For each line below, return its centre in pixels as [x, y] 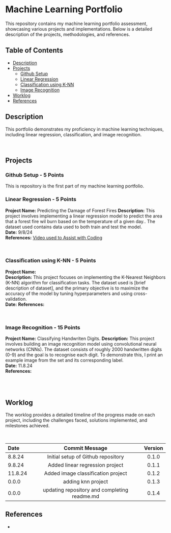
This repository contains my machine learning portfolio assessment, [76, 23]
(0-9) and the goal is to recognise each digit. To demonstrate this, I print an [84, 355]
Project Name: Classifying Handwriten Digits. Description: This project [80, 338]
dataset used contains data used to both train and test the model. [74, 227]
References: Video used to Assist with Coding [54, 237]
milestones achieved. [27, 425]
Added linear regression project [85, 465]
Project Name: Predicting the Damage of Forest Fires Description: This [80, 210]
